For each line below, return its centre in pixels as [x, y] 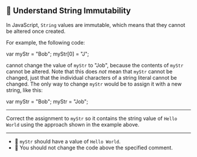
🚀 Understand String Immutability [69, 11]
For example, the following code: [45, 42]
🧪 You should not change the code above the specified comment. [94, 148]
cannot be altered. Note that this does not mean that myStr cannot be [89, 71]
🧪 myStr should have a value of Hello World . [68, 141]
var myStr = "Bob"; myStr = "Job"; [47, 101]
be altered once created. [36, 31]
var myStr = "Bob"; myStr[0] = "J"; [47, 54]
